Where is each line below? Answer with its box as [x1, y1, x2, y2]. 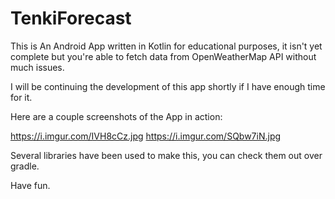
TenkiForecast [10, 7, 132, 30]
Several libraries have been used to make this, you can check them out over [10, 149, 323, 161]
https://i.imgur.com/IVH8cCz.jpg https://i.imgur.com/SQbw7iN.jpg [10, 130, 282, 142]
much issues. [10, 61, 65, 73]
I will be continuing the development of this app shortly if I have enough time [10, 80, 326, 92]
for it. [10, 91, 33, 103]
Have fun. [10, 179, 51, 191]
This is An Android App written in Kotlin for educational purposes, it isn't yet [10, 40, 323, 52]
